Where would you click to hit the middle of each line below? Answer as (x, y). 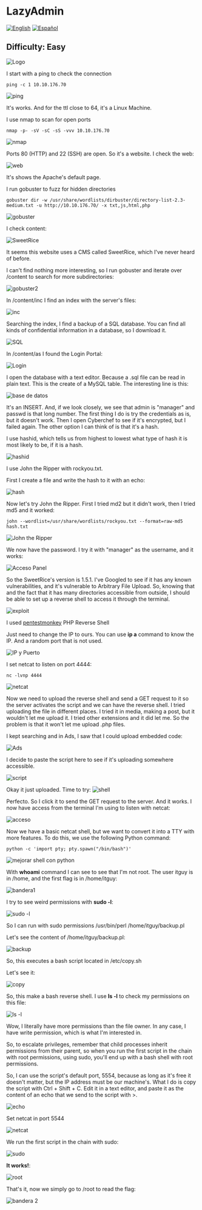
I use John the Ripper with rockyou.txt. (55, 468)
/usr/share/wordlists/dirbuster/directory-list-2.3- (118, 200)
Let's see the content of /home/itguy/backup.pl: (66, 937)
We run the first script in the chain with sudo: (62, 1142)
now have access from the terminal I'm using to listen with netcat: (89, 808)
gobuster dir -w (27, 200)
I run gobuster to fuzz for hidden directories (61, 189)
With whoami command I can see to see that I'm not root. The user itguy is (100, 872)
